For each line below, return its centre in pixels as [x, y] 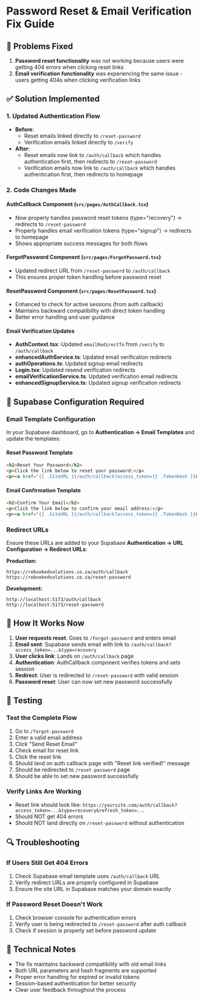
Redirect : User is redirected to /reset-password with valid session [97, 675]
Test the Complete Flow [42, 718]
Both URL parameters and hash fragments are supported [86, 970]
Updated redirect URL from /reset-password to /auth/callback [92, 271]
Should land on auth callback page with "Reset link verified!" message [102, 763]
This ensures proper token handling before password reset [88, 277]
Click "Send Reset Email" [46, 744]
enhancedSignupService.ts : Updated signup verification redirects [98, 383]
